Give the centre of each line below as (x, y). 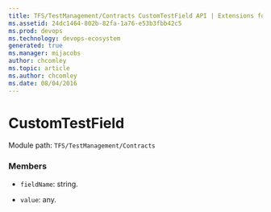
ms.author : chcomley (43, 76)
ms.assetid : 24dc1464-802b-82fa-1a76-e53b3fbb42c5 (95, 23)
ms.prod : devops (35, 31)
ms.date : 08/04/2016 (43, 83)
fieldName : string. (49, 184)
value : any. (38, 199)
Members (27, 166)
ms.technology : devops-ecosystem (65, 38)
